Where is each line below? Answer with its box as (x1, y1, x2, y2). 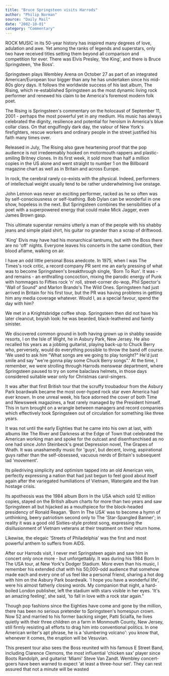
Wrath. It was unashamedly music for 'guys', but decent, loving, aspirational (5, 447, 162, 453)
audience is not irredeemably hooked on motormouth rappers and (5, 150, 142, 156)
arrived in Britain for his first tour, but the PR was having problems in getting (5, 290, 162, 296)
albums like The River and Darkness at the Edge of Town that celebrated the (5, 431, 163, 437)
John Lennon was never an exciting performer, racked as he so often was (5, 191, 158, 197)
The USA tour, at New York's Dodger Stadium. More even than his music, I (5, 561, 159, 567)
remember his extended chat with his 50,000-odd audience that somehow (5, 566, 159, 573)
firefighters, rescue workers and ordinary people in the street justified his (5, 129, 157, 135)
